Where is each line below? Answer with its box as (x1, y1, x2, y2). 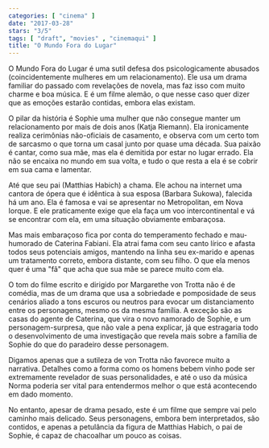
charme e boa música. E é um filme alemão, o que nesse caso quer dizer (8, 89, 250, 99)
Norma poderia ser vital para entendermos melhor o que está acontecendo (8, 381, 258, 391)
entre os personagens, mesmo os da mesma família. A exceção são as (8, 306, 242, 315)
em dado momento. (8, 389, 73, 399)
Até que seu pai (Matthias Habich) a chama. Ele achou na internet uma (8, 180, 242, 190)
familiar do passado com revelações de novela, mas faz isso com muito (8, 81, 246, 91)
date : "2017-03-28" (8, 19, 74, 27)
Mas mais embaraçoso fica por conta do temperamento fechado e (8, 230, 228, 240)
